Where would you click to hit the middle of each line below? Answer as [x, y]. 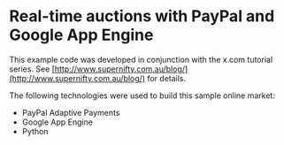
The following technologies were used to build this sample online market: [142, 95]
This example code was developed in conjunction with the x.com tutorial [141, 59]
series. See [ [32, 69]
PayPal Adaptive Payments [71, 112]
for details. [167, 78]
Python [35, 131]
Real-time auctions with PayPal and [142, 16]
